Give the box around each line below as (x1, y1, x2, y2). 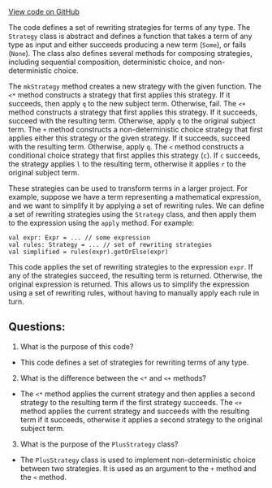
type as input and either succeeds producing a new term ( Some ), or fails (8, 40, 247, 50)
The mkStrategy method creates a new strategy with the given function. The (8, 81, 262, 91)
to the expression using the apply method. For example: (8, 218, 195, 227)
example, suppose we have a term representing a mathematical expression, (8, 192, 261, 201)
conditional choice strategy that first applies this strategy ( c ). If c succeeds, (8, 150, 261, 160)
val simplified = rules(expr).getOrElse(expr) (8, 248, 169, 256)
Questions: (8, 320, 66, 334)
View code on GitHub (8, 7, 80, 16)
